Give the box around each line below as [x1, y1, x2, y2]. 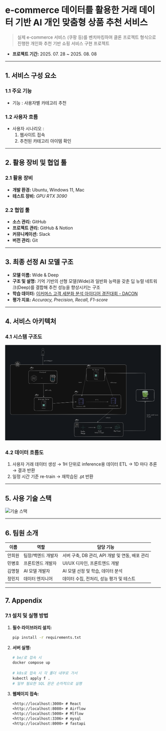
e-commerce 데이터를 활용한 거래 [5, 4, 137, 16]
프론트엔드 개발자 [23, 560, 57, 566]
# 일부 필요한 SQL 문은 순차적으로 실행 [12, 681, 83, 686]
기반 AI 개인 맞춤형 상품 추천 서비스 [15, 17, 148, 28]
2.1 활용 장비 [5, 174, 33, 181]
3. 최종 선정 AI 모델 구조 [5, 258, 74, 266]
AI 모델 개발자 [23, 568, 50, 574]
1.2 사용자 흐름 [5, 113, 38, 120]
